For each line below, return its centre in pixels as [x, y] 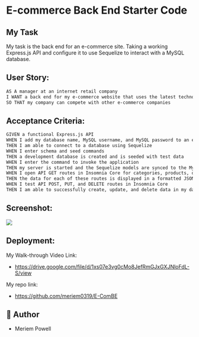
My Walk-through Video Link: [42, 255]
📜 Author [23, 314]
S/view [23, 273]
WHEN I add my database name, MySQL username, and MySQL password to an [98, 140]
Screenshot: [29, 208]
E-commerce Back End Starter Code [97, 10]
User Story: [28, 78]
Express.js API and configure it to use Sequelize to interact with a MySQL [95, 53]
